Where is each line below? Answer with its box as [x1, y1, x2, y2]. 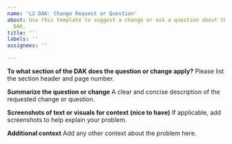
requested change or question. [7, 95, 95, 103]
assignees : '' [7, 42, 48, 49]
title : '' [7, 29, 36, 37]
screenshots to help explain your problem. [7, 116, 127, 124]
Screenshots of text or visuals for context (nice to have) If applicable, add [7, 108, 222, 116]
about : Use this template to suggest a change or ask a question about [7, 17, 217, 23]
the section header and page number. [7, 74, 115, 83]
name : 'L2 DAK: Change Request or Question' [7, 10, 137, 17]
